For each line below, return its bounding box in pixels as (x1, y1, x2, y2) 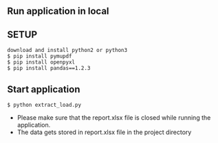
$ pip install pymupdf (7, 53, 72, 60)
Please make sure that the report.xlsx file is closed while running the (17, 114, 211, 122)
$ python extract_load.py (7, 102, 81, 109)
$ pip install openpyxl (7, 59, 76, 66)
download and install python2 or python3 (7, 47, 128, 54)
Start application (7, 83, 80, 95)
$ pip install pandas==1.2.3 (7, 65, 91, 72)
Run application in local (7, 5, 109, 17)
